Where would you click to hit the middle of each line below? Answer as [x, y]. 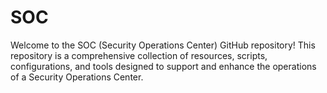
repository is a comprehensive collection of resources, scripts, [139, 55]
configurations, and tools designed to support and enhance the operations [163, 66]
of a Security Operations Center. [77, 77]
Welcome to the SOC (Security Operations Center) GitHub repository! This [163, 45]
